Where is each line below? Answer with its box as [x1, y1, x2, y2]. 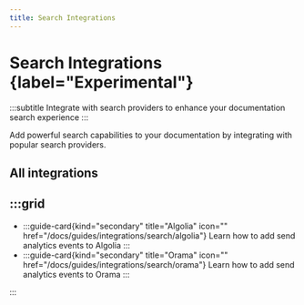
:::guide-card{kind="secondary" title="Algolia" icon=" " [22, 220, 228, 231]
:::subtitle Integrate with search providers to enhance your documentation [9, 102, 286, 113]
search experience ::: [9, 111, 89, 123]
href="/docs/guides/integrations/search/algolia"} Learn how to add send [22, 229, 296, 241]
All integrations [9, 165, 98, 180]
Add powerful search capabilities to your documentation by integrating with [9, 129, 293, 140]
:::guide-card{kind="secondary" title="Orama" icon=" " [22, 249, 228, 260]
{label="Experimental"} [9, 72, 194, 92]
